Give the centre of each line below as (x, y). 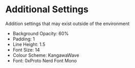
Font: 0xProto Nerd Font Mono (45, 60)
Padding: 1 (24, 39)
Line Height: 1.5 (29, 44)
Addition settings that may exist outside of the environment (67, 24)
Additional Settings (47, 9)
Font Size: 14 (26, 50)
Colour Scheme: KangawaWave (46, 55)
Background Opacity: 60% (41, 33)
